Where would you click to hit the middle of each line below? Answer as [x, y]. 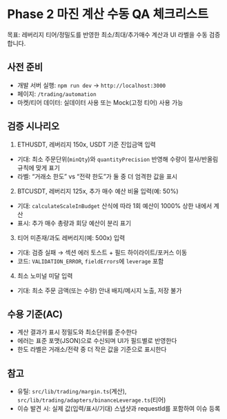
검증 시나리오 [33, 126]
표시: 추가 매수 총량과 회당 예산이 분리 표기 [74, 223]
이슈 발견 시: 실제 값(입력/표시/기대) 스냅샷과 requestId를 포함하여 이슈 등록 [119, 409]
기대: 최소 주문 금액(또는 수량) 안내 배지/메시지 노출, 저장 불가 [99, 290]
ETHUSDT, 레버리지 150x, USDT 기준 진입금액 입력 [87, 144]
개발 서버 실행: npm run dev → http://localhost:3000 [91, 85]
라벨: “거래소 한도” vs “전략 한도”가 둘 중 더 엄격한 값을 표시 [97, 176]
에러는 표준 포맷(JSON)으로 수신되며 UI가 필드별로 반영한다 [97, 341]
